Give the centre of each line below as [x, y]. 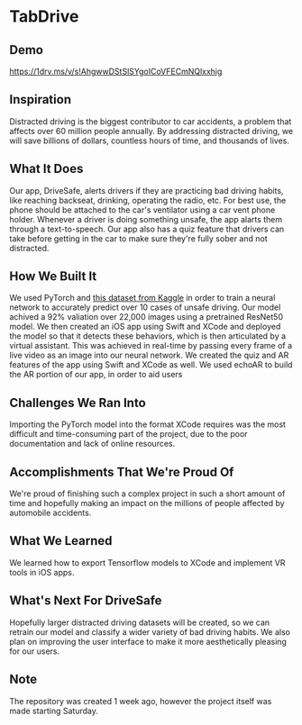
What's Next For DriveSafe [86, 601]
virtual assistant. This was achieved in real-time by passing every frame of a [151, 346]
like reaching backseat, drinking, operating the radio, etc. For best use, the [148, 200]
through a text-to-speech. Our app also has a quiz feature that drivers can [147, 229]
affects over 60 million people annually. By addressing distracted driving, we [151, 131]
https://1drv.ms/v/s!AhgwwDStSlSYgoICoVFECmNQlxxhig [116, 71]
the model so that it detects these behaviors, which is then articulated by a [148, 336]
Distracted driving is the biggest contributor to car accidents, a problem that [151, 121]
